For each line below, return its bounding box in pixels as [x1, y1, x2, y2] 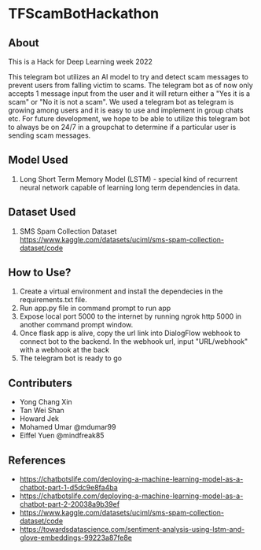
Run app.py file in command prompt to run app [19, 304, 171, 313]
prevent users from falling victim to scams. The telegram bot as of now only [8, 80, 253, 90]
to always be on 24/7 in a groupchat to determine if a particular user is [8, 123, 237, 131]
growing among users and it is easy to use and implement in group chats [8, 105, 244, 115]
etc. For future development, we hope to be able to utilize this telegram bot [8, 114, 250, 123]
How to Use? [8, 266, 72, 279]
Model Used [8, 153, 68, 167]
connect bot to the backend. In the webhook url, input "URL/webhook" [19, 337, 248, 346]
